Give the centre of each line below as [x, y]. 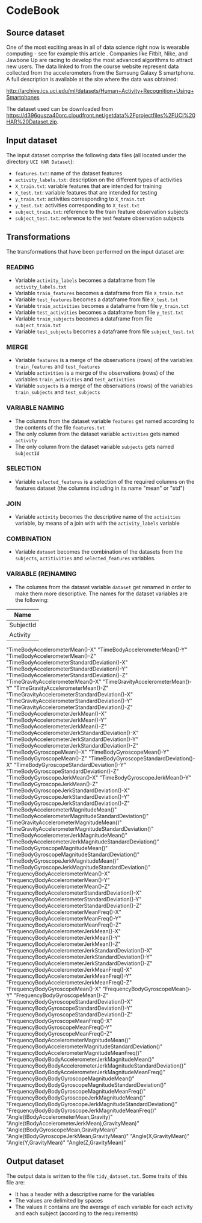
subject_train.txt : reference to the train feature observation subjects [102, 211]
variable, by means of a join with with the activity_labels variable [97, 523]
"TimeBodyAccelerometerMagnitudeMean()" [62, 809]
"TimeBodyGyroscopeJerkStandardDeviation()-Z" [68, 803]
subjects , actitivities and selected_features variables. [85, 558]
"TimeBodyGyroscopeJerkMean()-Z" [52, 784]
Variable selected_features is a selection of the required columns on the [105, 481]
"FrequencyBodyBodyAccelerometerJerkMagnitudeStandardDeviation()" [96, 1065]
